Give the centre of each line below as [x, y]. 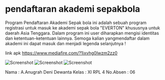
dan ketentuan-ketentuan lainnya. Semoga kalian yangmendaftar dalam [78, 38]
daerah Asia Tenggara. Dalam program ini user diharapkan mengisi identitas [82, 33]
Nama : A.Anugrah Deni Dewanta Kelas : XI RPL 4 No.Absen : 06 [70, 72]
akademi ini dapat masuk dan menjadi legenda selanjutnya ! [66, 43]
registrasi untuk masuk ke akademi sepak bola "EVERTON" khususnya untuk [82, 27]
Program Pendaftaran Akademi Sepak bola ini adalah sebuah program [76, 23]
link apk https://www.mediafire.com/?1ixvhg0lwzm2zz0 [61, 53]
